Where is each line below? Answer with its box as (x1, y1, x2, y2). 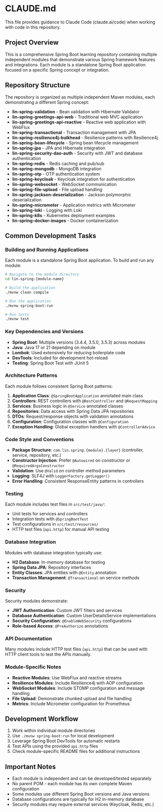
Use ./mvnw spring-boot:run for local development (12, 733, 114, 739)
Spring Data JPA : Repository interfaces (12, 564, 91, 570)
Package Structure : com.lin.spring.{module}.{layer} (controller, (12, 447, 144, 453)
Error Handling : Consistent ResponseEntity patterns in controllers (12, 478, 144, 484)
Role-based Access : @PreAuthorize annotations (12, 623, 109, 629)
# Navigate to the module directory (5, 272, 79, 277)
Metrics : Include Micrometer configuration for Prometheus (12, 701, 130, 707)
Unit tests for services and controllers (12, 511, 88, 517)
